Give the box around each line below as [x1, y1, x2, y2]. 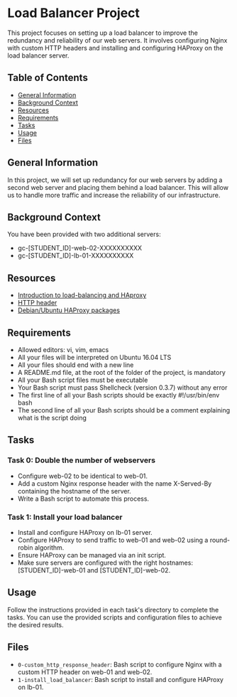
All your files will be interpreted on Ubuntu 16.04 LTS [17, 353, 172, 361]
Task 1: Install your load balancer [7, 512, 123, 522]
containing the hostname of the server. [17, 486, 131, 495]
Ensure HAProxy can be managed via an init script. [17, 550, 167, 559]
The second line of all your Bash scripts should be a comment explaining [17, 406, 231, 414]
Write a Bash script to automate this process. [17, 494, 150, 503]
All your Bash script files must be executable [17, 376, 148, 384]
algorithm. [34, 543, 65, 552]
